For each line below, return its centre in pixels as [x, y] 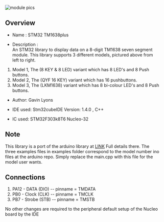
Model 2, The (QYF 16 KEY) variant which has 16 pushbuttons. [75, 80]
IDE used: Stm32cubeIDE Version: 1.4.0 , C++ [58, 109]
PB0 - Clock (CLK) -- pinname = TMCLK [53, 194]
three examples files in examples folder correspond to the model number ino [82, 151]
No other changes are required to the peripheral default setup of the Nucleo [82, 209]
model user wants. [24, 162]
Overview [20, 23]
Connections [25, 178]
